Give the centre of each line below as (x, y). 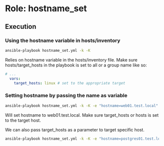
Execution (21, 27)
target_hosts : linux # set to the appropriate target (70, 83)
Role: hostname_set (46, 9)
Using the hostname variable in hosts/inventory (63, 41)
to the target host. (23, 120)
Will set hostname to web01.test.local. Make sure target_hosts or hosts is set (82, 115)
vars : (15, 79)
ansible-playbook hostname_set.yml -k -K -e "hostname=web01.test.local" (82, 105)
